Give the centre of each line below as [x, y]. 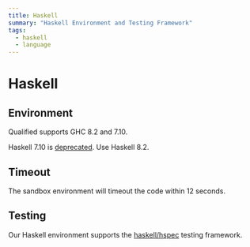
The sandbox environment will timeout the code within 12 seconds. [117, 191]
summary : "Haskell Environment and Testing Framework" [100, 23]
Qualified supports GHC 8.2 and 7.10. [68, 132]
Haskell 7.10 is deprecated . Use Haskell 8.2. [79, 148]
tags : [17, 30]
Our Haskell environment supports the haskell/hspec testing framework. [125, 234]
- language [33, 45]
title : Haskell [33, 15]
